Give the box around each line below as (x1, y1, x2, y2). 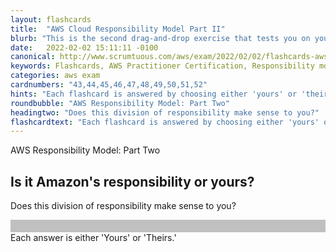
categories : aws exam (10, 71, 101, 81)
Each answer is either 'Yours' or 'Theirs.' (10, 232, 177, 244)
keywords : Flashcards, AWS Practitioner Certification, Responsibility (10, 61, 315, 71)
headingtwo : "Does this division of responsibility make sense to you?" (10, 107, 320, 118)
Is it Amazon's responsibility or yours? (10, 173, 255, 190)
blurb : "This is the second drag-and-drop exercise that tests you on (10, 33, 311, 43)
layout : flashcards (10, 14, 92, 25)
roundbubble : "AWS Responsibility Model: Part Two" (10, 98, 230, 108)
